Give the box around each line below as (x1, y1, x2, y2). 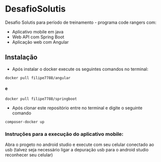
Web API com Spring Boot (12, 34, 65, 40)
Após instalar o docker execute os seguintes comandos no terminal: (12, 66, 148, 72)
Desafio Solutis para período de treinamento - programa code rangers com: (5, 19, 157, 25)
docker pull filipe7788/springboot (5, 96, 77, 101)
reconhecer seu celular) (5, 152, 53, 158)
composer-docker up (5, 119, 45, 124)
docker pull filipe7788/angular (5, 75, 71, 81)
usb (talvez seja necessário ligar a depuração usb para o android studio (5, 147, 149, 153)
